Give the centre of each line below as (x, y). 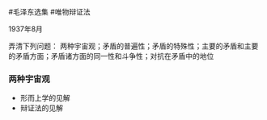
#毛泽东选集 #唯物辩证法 (49, 12)
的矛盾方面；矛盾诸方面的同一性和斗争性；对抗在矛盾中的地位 (111, 56)
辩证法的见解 (41, 108)
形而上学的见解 (45, 98)
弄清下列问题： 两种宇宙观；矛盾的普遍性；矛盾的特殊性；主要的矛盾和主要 (133, 46)
